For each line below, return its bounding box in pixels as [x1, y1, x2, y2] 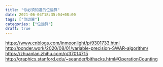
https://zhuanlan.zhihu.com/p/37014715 [5, 51, 88, 57]
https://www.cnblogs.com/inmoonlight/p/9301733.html [5, 40, 120, 46]
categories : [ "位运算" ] [5, 21, 53, 27]
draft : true [5, 26, 30, 31]
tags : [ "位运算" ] [5, 17, 40, 22]
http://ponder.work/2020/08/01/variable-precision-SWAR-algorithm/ [5, 45, 149, 51]
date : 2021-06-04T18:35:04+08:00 [5, 12, 76, 17]
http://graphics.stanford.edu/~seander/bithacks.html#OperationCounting [5, 56, 158, 62]
